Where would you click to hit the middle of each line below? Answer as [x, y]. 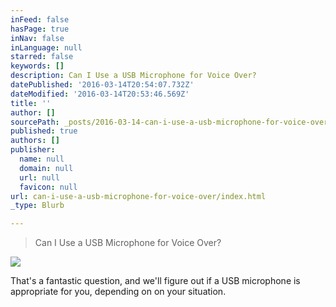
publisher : [33, 150]
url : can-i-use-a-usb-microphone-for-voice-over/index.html [138, 196]
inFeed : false [40, 19]
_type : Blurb [37, 206]
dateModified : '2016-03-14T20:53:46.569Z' [100, 94]
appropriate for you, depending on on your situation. [118, 292]
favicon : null [48, 187]
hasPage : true [40, 29]
